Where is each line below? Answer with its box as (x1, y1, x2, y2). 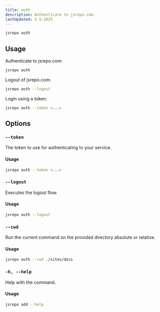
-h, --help (5, 269, 32, 275)
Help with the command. (5, 279, 56, 285)
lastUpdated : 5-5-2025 (5, 17, 53, 22)
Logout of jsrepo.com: (5, 77, 51, 83)
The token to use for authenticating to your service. (5, 145, 112, 151)
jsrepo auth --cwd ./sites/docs (5, 257, 73, 262)
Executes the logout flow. (5, 190, 58, 196)
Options (5, 119, 31, 128)
